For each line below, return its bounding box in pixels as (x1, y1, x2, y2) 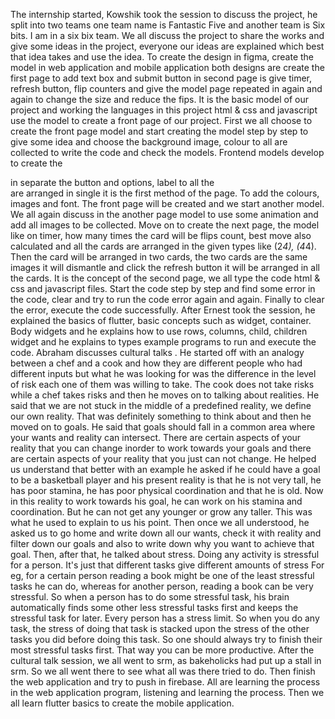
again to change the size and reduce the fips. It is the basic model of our (10, 94, 310, 105)
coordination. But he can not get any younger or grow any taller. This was (10, 506, 313, 518)
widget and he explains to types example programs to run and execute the (10, 336, 317, 348)
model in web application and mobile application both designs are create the (10, 62, 325, 73)
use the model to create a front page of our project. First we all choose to (10, 115, 313, 126)
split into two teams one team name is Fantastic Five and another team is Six (10, 19, 326, 31)
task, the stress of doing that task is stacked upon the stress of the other (10, 623, 310, 634)
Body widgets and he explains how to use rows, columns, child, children (10, 325, 308, 337)
